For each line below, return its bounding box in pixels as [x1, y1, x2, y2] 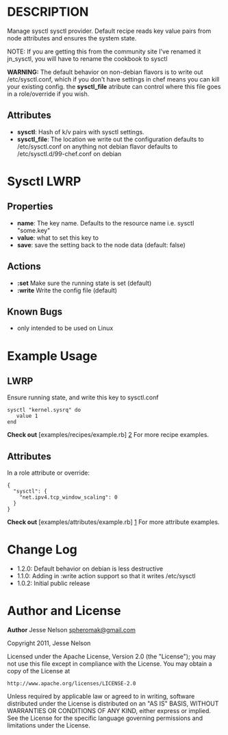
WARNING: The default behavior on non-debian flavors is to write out [7, 68, 203, 76]
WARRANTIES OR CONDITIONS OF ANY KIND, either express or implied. [7, 707, 211, 715]
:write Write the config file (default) [16, 286, 118, 295]
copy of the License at [7, 667, 71, 675]
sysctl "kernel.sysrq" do [7, 407, 81, 414]
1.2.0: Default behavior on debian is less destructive [16, 564, 163, 573]
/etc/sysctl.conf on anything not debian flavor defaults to [16, 142, 178, 151]
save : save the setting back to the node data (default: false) [16, 240, 186, 249]
